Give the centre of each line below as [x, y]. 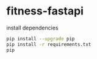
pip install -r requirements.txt [49, 44]
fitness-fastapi [45, 11]
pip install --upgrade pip [41, 39]
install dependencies [32, 28]
